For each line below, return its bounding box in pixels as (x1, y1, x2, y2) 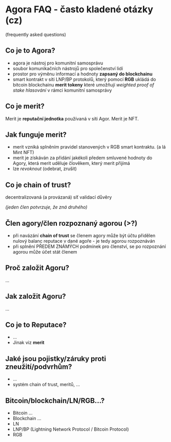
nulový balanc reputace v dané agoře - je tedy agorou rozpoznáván (12, 238, 155, 244)
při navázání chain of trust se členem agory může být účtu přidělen (12, 233, 156, 239)
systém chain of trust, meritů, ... (12, 382, 80, 388)
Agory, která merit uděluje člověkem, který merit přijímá (12, 160, 131, 166)
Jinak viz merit (12, 340, 45, 346)
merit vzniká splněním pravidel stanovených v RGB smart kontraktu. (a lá (12, 144, 166, 150)
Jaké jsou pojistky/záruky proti (5, 354, 106, 363)
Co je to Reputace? (5, 321, 67, 329)
